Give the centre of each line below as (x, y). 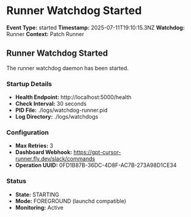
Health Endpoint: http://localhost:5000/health (73, 97)
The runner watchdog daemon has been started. (68, 68)
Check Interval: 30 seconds (51, 104)
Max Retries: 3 (34, 146)
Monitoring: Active (39, 207)
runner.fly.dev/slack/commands (55, 159)
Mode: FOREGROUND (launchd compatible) (71, 201)
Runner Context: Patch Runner (45, 34)
